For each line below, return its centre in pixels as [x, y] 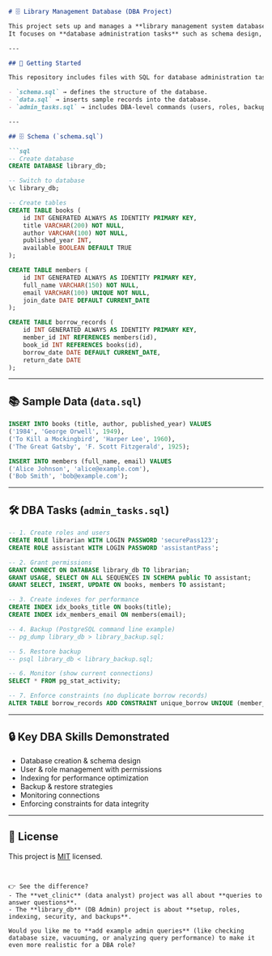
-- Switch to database [47, 181]
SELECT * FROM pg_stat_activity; [65, 681]
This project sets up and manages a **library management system [121, 26]
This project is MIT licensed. [55, 856]
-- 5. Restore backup [45, 652]
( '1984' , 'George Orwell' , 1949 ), [67, 432]
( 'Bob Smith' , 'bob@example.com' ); [68, 476]
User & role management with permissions [91, 769]
